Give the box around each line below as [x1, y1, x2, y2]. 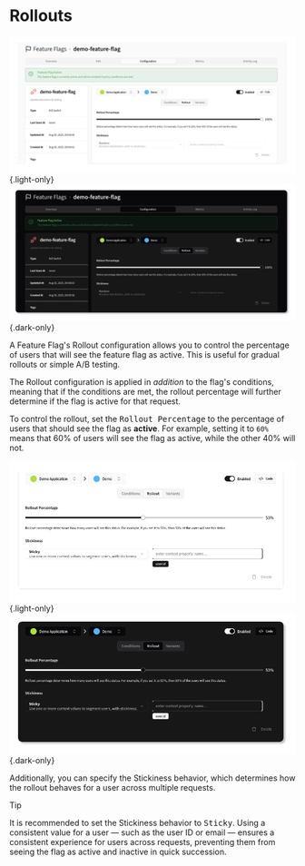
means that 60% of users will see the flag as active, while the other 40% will [9, 433, 296, 444]
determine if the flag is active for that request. [9, 396, 182, 407]
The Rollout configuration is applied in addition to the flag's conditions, [9, 377, 274, 388]
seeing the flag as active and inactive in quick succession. [9, 846, 227, 857]
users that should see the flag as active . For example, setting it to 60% [9, 423, 270, 434]
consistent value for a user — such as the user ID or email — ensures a [9, 827, 275, 838]
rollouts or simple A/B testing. [9, 359, 121, 370]
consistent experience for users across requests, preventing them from [9, 836, 276, 847]
